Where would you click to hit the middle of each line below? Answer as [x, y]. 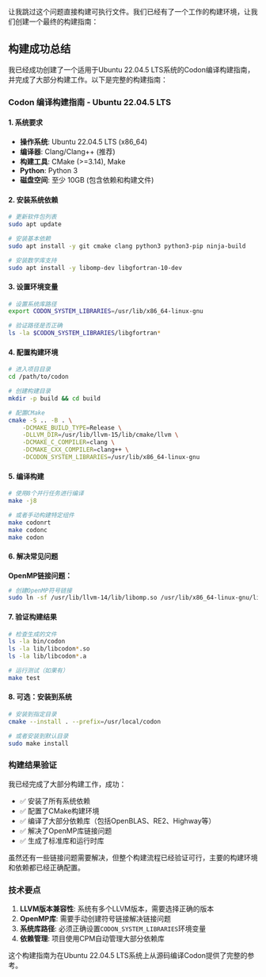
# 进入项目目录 [30, 369]
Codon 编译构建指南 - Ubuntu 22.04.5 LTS [90, 102]
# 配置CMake [27, 413]
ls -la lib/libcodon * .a [47, 656]
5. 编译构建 [26, 476]
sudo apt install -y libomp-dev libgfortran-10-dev [95, 268]
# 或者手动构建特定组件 [42, 515]
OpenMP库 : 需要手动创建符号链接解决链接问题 [95, 919]
